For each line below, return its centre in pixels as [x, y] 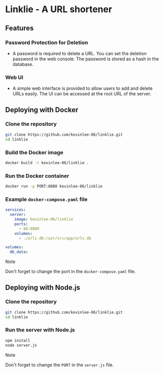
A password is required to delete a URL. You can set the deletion [79, 53]
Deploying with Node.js [43, 287]
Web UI [14, 77]
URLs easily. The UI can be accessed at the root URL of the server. [82, 94]
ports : [21, 224]
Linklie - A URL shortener [59, 9]
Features [19, 28]
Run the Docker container [37, 176]
